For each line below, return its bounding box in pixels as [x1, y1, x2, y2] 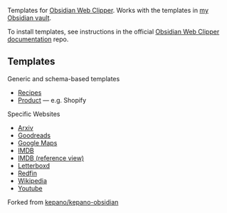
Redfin [17, 169, 38, 177]
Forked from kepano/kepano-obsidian [7, 197, 119, 206]
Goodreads [17, 131, 51, 140]
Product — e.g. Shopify [17, 95, 87, 104]
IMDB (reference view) [17, 153, 84, 162]
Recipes [17, 88, 42, 97]
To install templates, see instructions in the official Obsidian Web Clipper [7, 28, 220, 36]
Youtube [17, 184, 43, 192]
